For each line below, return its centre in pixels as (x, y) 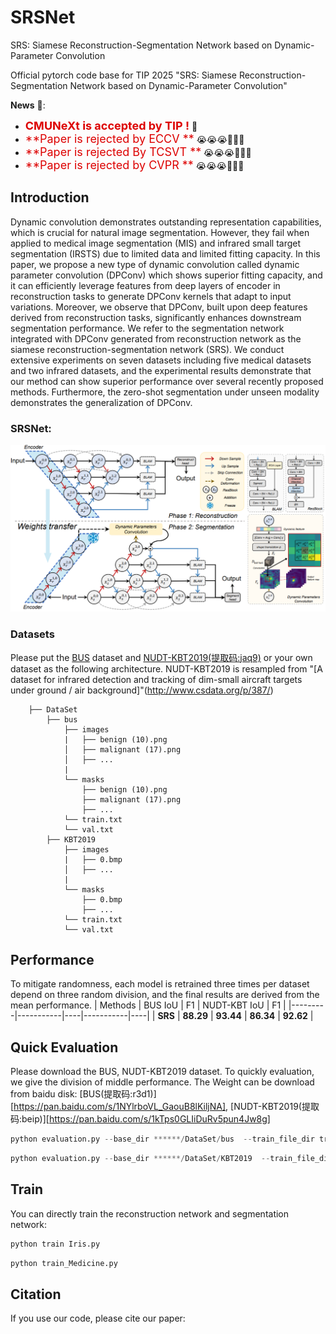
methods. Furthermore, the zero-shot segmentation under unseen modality (165, 392)
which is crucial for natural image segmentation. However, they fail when (160, 232)
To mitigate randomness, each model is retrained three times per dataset (160, 984)
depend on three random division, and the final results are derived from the (165, 995)
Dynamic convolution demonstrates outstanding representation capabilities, (166, 222)
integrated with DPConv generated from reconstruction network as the (156, 338)
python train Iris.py (55, 1244)
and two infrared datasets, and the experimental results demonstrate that (161, 370)
